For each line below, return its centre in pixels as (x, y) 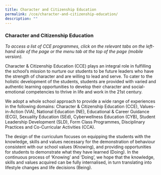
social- (138, 87)
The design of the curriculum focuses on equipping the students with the (78, 136)
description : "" (21, 18)
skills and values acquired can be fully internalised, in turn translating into (78, 162)
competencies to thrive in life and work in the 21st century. (84, 92)
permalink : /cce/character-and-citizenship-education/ (62, 14)
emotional (15, 92)
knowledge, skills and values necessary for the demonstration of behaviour (80, 141)
